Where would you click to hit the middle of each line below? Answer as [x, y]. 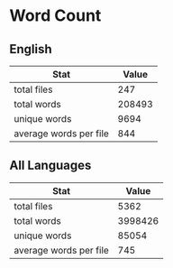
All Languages [50, 166]
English [31, 49]
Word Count [55, 16]
